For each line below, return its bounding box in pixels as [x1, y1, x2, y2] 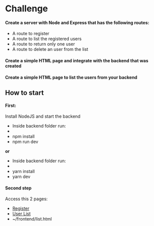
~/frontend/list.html [12, 216, 52, 222]
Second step [5, 185, 32, 191]
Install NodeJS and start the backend [5, 113, 80, 119]
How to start [5, 89, 44, 97]
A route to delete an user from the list [12, 46, 88, 52]
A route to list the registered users [12, 36, 82, 42]
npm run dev [12, 139, 38, 145]
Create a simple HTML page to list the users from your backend [5, 74, 137, 80]
